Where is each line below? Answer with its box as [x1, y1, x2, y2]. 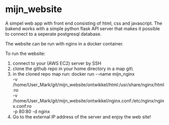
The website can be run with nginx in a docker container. [5, 40, 124, 46]
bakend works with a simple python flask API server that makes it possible [5, 25, 160, 31]
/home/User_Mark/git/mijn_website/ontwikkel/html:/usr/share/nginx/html [12, 82, 164, 88]
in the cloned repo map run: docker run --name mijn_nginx [12, 71, 135, 77]
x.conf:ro [12, 103, 32, 109]
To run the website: [5, 50, 46, 56]
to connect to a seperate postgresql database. [5, 31, 102, 37]
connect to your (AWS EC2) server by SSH [12, 60, 102, 66]
